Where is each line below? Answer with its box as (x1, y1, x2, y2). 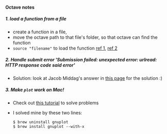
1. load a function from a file (5, 16, 67, 22)
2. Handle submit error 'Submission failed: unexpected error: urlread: (5, 57, 157, 63)
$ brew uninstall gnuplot (12, 119, 68, 125)
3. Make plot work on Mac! (5, 87, 64, 93)
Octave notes (5, 4, 35, 10)
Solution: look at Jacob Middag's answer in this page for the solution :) (12, 75, 163, 81)
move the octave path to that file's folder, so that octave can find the (12, 34, 158, 40)
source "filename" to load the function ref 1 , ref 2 (12, 45, 118, 51)
